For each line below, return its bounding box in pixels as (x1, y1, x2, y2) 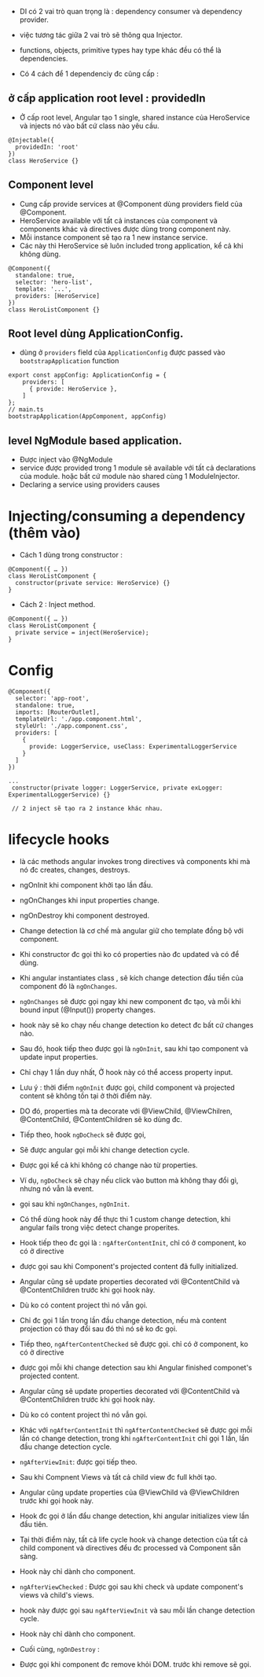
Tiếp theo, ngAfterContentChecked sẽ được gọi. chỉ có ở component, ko (19, 1340, 249, 1349)
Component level (8, 178, 94, 192)
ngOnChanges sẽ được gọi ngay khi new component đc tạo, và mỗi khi (19, 997, 241, 1006)
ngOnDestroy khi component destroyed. (19, 911, 150, 921)
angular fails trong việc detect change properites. (19, 1223, 180, 1233)
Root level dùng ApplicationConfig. (8, 327, 184, 340)
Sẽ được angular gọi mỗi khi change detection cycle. (19, 1146, 190, 1155)
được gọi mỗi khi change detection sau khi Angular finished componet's (19, 1363, 253, 1373)
